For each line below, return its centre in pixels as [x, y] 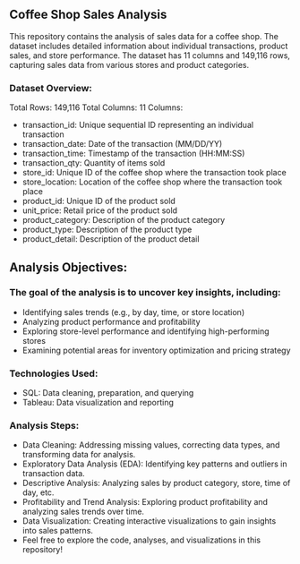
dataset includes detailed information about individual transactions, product [149, 46]
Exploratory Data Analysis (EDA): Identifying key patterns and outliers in [154, 464]
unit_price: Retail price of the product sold [99, 210]
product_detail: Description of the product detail [111, 239]
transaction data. [53, 474]
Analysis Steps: [44, 426]
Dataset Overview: [51, 88]
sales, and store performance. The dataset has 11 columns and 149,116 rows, [150, 55]
